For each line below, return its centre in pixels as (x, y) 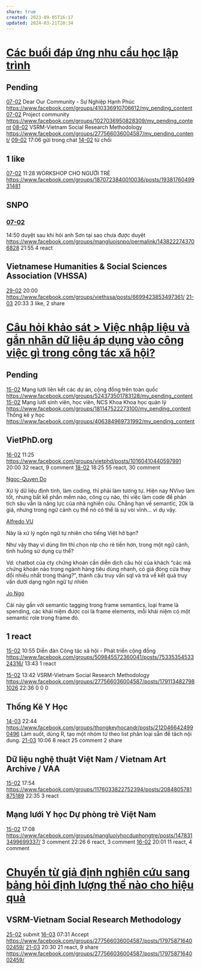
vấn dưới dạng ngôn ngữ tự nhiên (47, 582)
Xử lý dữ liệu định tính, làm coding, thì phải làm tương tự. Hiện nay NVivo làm (100, 490)
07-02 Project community (38, 115)
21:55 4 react (37, 248)
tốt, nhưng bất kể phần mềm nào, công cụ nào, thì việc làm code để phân (96, 497)
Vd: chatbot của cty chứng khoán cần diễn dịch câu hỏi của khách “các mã (99, 562)
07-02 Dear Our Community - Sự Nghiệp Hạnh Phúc (71, 102)
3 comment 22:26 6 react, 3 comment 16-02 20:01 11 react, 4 (117, 842)
